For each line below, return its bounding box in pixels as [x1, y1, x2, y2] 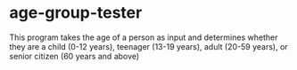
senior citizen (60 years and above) [9, 51, 140, 61]
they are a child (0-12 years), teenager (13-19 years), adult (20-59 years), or [9, 41, 288, 51]
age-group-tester [9, 3, 143, 23]
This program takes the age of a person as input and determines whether [9, 32, 278, 43]
